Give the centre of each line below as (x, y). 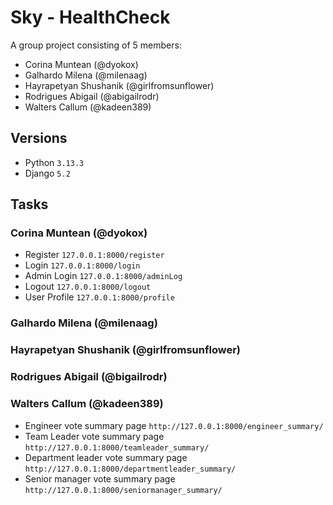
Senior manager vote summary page (100, 478)
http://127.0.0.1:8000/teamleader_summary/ (117, 447)
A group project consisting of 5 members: (96, 45)
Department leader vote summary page (106, 457)
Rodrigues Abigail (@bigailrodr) (89, 377)
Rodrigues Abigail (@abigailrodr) (92, 96)
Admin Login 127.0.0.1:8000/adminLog (103, 276)
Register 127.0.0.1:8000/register (94, 255)
